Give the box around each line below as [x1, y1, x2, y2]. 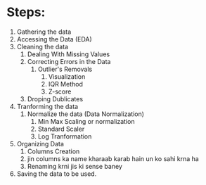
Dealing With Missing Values [27, 50, 110, 58]
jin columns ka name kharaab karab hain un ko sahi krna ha [27, 154, 200, 162]
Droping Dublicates [27, 94, 84, 103]
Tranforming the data [16, 102, 79, 110]
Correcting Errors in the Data [27, 57, 111, 65]
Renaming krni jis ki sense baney [27, 162, 122, 170]
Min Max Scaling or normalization [37, 117, 135, 125]
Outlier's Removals [37, 65, 93, 73]
